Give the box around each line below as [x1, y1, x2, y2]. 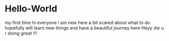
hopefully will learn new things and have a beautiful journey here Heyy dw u [5, 24, 164, 30]
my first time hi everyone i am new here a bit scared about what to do [5, 19, 151, 25]
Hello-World [5, 3, 58, 14]
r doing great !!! [5, 30, 37, 36]
